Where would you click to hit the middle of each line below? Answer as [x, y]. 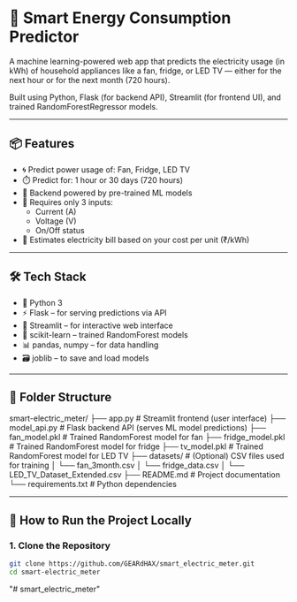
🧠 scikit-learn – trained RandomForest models [105, 334]
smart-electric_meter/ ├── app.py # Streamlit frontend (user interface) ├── [148, 418]
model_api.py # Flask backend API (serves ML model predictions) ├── [138, 428]
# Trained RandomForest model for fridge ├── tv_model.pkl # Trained [136, 446]
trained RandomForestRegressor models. [84, 106]
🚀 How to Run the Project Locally [100, 520]
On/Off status [60, 230]
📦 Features [42, 144]
